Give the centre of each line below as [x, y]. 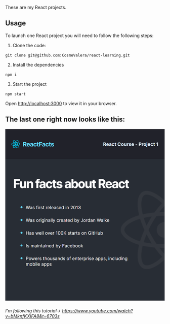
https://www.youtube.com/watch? [97, 311]
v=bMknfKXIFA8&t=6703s [32, 316]
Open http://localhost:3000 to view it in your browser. [61, 103]
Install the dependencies [38, 64]
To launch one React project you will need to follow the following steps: [79, 36]
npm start [16, 94]
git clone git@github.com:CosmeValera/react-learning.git [68, 55]
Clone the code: [29, 45]
